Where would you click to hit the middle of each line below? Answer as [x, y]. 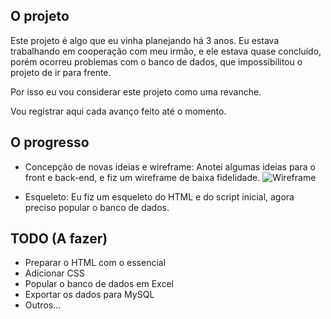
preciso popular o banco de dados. [97, 207]
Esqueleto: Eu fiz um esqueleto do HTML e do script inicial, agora [159, 196]
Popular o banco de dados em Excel [99, 284]
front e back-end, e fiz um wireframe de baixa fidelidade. [142, 177]
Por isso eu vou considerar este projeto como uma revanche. [136, 91]
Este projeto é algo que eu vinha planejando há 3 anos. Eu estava [145, 40]
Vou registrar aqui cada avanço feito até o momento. [118, 111]
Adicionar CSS [54, 273]
